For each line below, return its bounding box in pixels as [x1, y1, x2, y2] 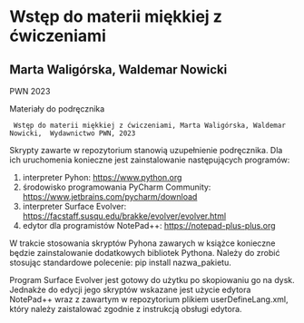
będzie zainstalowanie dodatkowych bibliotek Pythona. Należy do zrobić [9, 248, 280, 258]
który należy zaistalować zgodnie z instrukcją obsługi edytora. [9, 304, 242, 314]
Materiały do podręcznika [9, 103, 105, 114]
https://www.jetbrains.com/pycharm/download [22, 191, 198, 201]
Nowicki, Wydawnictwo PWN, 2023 [9, 129, 136, 138]
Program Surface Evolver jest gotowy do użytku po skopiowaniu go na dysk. [9, 275, 295, 285]
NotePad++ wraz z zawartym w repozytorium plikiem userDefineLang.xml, [9, 294, 289, 305]
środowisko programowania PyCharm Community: [22, 181, 211, 192]
